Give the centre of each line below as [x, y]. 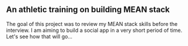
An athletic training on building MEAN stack [88, 10]
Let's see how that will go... [39, 36]
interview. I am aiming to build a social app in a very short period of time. [94, 30]
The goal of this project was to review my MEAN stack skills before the [92, 24]
